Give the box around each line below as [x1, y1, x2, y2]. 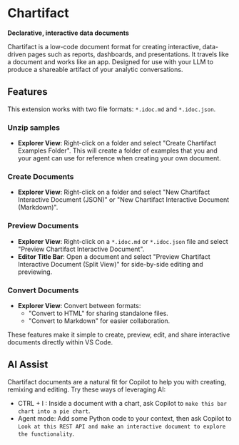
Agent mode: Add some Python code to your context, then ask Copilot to [17, 414, 232, 422]
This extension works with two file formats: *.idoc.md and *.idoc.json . [7, 105, 216, 113]
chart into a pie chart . [17, 406, 91, 415]
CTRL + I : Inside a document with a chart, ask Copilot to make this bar [17, 399, 227, 407]
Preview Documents [7, 221, 79, 231]
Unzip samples [7, 123, 61, 133]
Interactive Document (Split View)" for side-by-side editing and [17, 260, 203, 268]
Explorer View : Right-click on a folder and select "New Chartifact [17, 188, 210, 197]
